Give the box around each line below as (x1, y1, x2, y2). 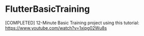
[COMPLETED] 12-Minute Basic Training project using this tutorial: (5, 20, 140, 26)
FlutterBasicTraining (5, 3, 90, 15)
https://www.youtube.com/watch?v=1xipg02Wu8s (5, 25, 107, 31)
